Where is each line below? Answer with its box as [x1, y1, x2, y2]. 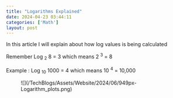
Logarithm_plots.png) [20, 86, 72, 93]
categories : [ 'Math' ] [6, 19, 59, 25]
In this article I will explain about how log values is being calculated [6, 41, 168, 48]
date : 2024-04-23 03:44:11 [6, 14, 72, 20]
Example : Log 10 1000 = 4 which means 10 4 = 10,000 [6, 65, 136, 75]
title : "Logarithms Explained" [6, 8, 82, 15]
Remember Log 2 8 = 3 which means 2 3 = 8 [6, 52, 113, 61]
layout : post [6, 24, 38, 31]
